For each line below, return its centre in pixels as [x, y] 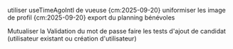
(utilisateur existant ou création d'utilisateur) [72, 38]
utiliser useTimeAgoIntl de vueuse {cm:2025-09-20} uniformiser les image [116, 10]
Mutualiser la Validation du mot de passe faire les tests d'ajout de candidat [117, 31]
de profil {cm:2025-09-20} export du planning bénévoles [91, 17]
